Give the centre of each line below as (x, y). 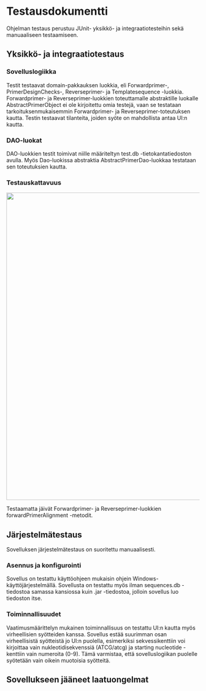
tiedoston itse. (24, 598)
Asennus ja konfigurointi (44, 565)
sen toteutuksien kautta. (37, 167)
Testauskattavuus (34, 183)
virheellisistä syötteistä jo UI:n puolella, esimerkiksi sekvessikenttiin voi (96, 641)
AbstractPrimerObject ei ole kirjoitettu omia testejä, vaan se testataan (94, 105)
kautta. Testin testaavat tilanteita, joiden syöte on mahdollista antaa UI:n (97, 117)
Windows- (146, 578)
